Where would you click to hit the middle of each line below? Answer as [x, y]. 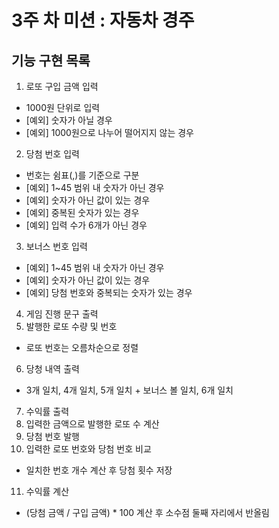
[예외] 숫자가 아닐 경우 [69, 120]
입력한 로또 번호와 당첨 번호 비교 [88, 449]
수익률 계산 [47, 491]
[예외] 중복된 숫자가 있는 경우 [82, 212]
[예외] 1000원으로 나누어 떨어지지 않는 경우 [109, 132]
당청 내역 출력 [52, 369]
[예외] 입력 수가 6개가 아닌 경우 [86, 225]
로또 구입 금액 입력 [62, 86]
